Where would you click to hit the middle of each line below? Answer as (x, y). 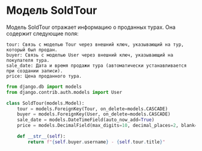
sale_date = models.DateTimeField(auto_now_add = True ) (86, 120)
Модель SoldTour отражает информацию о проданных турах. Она (91, 27)
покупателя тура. (28, 60)
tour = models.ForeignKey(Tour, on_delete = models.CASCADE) (93, 109)
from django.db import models (44, 87)
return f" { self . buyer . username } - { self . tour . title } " (96, 142)
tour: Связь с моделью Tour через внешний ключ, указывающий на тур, (95, 45)
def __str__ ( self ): (41, 137)
